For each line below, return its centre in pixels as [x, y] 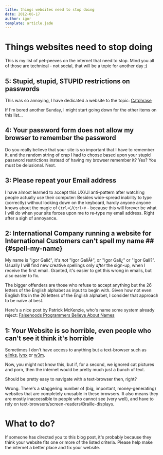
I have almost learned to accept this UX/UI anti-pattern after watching [75, 192]
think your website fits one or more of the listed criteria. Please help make [79, 442]
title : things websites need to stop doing [50, 9]
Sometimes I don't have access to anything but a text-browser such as [76, 350]
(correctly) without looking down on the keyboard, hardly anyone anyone [78, 202]
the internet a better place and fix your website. [53, 448]
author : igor [18, 18]
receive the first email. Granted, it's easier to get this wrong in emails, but [78, 271]
